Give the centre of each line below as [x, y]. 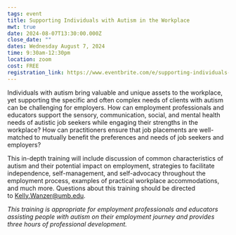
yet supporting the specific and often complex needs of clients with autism [115, 100]
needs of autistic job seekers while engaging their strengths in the [103, 122]
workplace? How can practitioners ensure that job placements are [103, 130]
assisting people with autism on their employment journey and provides [111, 216]
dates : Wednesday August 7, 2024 [56, 46]
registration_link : [36, 72]
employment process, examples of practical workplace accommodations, [113, 180]
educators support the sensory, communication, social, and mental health [114, 115]
